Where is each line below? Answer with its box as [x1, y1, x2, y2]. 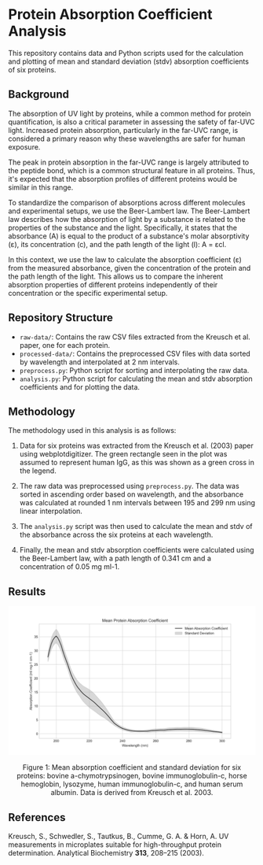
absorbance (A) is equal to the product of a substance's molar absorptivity [8, 231, 250, 241]
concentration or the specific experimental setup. [8, 288, 168, 298]
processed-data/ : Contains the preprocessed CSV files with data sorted [19, 349, 251, 358]
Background [8, 88, 69, 102]
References [8, 811, 66, 824]
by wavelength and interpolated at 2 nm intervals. [19, 357, 181, 367]
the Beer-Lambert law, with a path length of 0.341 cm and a [19, 553, 212, 564]
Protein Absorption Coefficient [8, 6, 214, 24]
